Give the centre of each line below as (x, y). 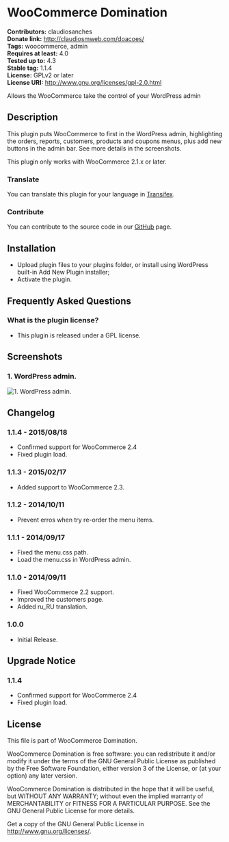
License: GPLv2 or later (40, 75)
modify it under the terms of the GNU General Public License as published (111, 761)
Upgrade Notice (42, 661)
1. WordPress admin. (42, 377)
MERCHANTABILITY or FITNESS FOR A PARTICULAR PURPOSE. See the (109, 804)
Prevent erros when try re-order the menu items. (85, 520)
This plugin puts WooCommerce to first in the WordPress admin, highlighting (115, 133)
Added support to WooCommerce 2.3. (71, 487)
